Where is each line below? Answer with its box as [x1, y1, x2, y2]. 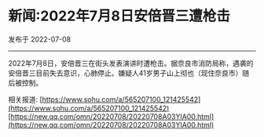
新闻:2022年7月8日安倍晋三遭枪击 [8, 7, 230, 25]
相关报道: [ [8, 95, 43, 104]
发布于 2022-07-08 [8, 34, 71, 44]
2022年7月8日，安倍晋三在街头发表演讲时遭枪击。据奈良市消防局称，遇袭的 [8, 58, 254, 67]
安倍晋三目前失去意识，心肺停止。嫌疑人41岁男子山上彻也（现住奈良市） [8, 68, 243, 78]
